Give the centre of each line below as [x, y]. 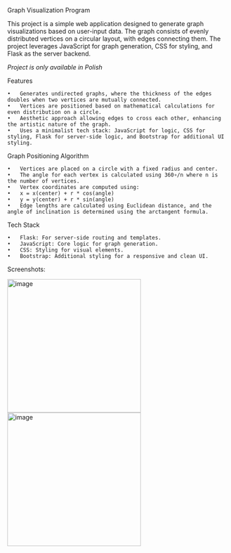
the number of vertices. [44, 181]
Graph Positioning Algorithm [48, 156]
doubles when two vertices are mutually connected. [84, 100]
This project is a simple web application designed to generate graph [106, 24]
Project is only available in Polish [55, 67]
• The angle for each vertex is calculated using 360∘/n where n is [113, 175]
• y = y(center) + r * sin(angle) [61, 200]
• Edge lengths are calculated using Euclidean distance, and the [110, 206]
